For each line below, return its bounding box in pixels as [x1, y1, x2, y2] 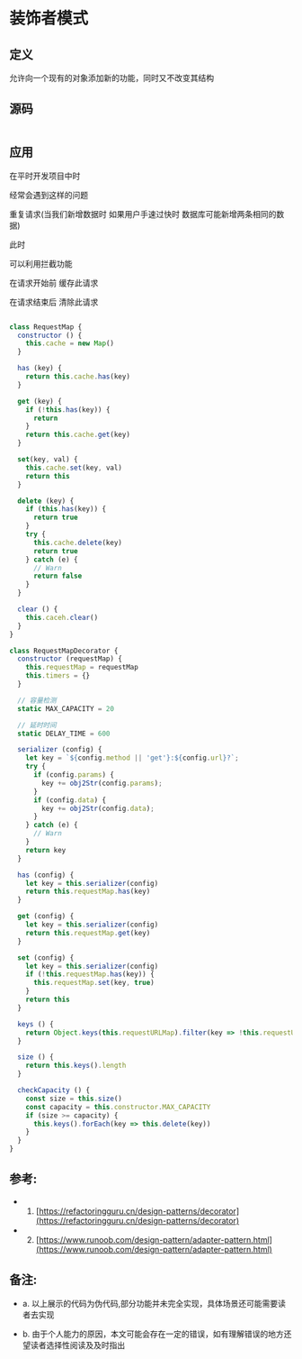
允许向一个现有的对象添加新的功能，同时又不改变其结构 [9, 73, 214, 83]
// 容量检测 [17, 696, 57, 705]
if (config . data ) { [32, 795, 106, 805]
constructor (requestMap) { [17, 654, 123, 663]
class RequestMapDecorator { [9, 646, 119, 655]
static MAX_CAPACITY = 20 [17, 704, 115, 713]
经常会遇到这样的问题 [9, 189, 88, 200]
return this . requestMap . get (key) [25, 928, 151, 937]
